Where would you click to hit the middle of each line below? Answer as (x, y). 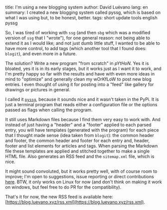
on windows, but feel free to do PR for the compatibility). (63, 187)
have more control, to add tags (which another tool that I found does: (76, 48)
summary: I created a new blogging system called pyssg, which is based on (83, 12)
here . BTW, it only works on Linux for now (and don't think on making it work (83, 182)
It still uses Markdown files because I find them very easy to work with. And (83, 119)
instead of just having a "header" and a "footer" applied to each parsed (78, 125)
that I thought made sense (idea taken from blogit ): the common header (80, 135)
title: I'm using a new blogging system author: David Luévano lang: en (77, 7)
